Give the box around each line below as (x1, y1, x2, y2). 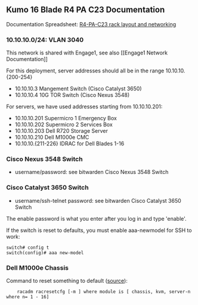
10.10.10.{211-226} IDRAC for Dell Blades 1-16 (14, 140, 125, 147)
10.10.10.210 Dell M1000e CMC (14, 134, 89, 141)
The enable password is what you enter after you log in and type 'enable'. (6, 215, 187, 222)
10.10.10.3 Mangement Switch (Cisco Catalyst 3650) (14, 85, 142, 92)
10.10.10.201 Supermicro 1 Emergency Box (14, 115, 117, 122)
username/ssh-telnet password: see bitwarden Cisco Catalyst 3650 (14, 197, 182, 204)
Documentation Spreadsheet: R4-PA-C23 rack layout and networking (6, 20, 177, 28)
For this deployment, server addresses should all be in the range (6, 67, 165, 74)
